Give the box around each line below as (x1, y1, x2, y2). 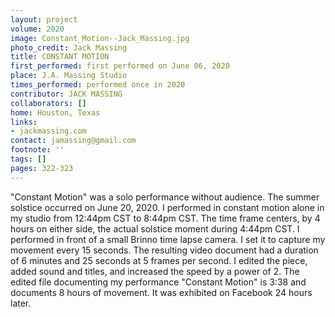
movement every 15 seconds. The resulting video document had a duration (10, 244, 319, 256)
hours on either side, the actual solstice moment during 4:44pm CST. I (10, 222, 300, 235)
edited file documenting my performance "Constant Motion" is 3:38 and (10, 276, 307, 288)
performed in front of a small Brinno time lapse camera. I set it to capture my (10, 233, 326, 245)
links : (10, 117, 38, 127)
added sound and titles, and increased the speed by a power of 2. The (10, 265, 300, 277)
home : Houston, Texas (10, 107, 101, 118)
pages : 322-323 (10, 163, 74, 173)
